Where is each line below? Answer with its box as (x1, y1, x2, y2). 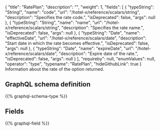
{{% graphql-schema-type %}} (5, 93, 68, 99)
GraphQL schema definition (5, 80, 91, 89)
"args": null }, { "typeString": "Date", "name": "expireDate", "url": (5, 46, 135, 51)
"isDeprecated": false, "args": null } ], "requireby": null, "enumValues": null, (5, 56, 156, 61)
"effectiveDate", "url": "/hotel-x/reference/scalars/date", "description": (5, 35, 147, 41)
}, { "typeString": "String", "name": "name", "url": (5, 19, 103, 25)
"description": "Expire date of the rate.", (59, 51, 139, 56)
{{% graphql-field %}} (5, 120, 50, 126)
